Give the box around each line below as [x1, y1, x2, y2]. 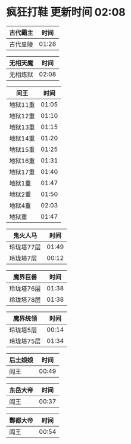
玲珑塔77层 [9, 243, 41, 251]
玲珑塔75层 [9, 337, 41, 345]
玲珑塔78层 [9, 295, 41, 304]
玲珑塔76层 [9, 284, 41, 293]
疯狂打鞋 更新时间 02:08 [6, 5, 126, 19]
